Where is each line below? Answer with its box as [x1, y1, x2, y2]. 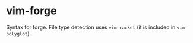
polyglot [6, 31, 28, 37]
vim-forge [6, 4, 57, 18]
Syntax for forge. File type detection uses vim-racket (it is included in [6, 24, 176, 31]
